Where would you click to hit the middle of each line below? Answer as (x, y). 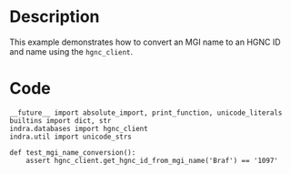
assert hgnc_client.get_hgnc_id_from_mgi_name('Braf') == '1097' (152, 160)
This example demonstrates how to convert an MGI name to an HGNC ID (145, 42)
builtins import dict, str (60, 120)
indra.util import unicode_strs (70, 137)
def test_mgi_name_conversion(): (73, 152)
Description (55, 17)
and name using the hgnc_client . (71, 51)
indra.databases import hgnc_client (79, 128)
